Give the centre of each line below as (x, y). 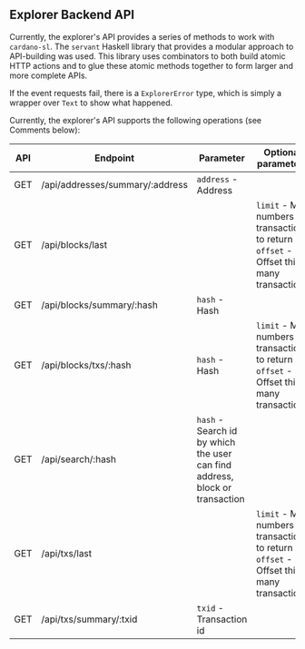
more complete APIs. (49, 75)
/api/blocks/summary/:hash (99, 305)
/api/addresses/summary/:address (114, 184)
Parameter (221, 158)
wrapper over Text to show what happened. (91, 103)
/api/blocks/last (74, 244)
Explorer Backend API (72, 15)
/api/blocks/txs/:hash (86, 365)
